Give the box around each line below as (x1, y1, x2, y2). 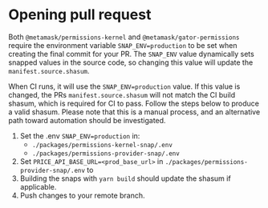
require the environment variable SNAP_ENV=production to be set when (8, 40, 238, 50)
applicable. (19, 182, 57, 191)
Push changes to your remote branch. (19, 190, 146, 200)
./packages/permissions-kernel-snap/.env (31, 141, 173, 149)
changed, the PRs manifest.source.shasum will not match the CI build (8, 90, 235, 99)
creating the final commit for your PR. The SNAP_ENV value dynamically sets (8, 49, 254, 58)
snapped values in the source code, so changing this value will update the (8, 58, 254, 67)
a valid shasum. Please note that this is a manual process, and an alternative (8, 106, 261, 117)
